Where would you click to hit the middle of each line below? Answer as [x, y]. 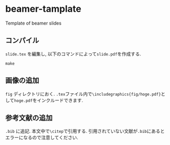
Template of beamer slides [33, 23]
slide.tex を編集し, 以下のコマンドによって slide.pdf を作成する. [73, 54]
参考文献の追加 [29, 118]
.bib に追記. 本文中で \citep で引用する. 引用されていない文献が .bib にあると [85, 131]
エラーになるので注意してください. [42, 138]
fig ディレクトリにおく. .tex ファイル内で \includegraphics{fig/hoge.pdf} [83, 94]
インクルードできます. [60, 100]
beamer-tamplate [43, 9]
